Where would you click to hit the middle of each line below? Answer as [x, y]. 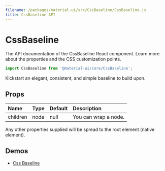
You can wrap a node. [99, 117]
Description [87, 109]
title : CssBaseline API [30, 15]
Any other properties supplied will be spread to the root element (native [80, 129]
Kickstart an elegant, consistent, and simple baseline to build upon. [75, 78]
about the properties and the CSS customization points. [63, 59]
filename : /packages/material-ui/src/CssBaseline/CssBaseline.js [76, 10]
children [18, 117]
